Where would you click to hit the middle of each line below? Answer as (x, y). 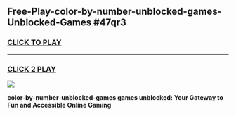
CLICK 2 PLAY (32, 69)
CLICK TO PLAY (34, 43)
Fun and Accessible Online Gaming (59, 105)
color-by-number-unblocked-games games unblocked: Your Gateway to (115, 97)
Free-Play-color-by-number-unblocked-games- (115, 12)
